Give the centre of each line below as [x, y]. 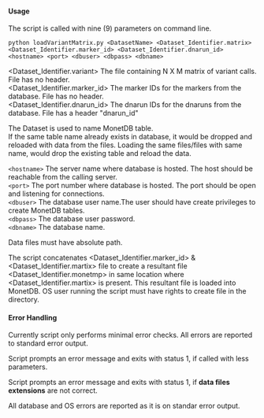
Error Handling [33, 317]
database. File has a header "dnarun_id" [74, 113]
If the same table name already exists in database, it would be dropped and [130, 137]
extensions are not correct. [53, 390]
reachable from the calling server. [63, 177]
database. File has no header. [56, 96]
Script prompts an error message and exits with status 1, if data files [119, 383]
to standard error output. [48, 343]
